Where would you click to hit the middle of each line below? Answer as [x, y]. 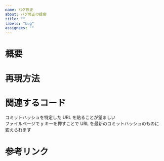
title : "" [15, 19]
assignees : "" [20, 28]
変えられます [18, 130]
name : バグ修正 [19, 10]
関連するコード [36, 103]
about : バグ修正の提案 [26, 14]
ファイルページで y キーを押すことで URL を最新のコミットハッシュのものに [82, 123]
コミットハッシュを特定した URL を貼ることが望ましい [61, 118]
